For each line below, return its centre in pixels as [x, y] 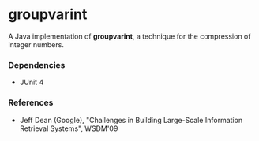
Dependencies [37, 65]
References [31, 102]
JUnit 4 [32, 82]
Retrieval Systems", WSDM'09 [69, 128]
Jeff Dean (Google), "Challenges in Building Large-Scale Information [131, 120]
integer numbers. [36, 44]
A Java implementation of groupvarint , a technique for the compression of [129, 36]
